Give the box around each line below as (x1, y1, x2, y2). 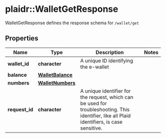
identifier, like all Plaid (80, 112, 131, 119)
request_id (7, 106, 34, 113)
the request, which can (80, 93, 133, 100)
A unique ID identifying (80, 57, 133, 64)
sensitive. (80, 125, 103, 132)
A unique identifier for (80, 88, 131, 94)
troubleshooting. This (80, 106, 130, 113)
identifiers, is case (80, 118, 123, 125)
